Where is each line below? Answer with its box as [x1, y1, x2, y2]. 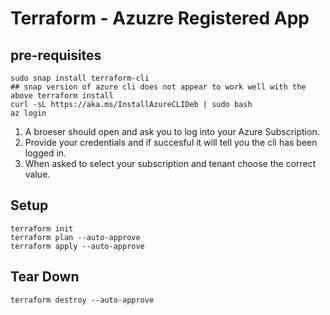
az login [10, 108, 47, 118]
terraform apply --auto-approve [10, 241, 145, 251]
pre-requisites [10, 47, 102, 64]
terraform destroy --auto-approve [10, 295, 155, 305]
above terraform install [10, 91, 114, 101]
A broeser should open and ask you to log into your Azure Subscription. [24, 126, 320, 137]
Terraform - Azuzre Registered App [10, 7, 310, 30]
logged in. [24, 147, 67, 159]
